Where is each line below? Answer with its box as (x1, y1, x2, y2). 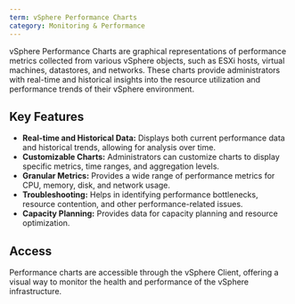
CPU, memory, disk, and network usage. (21, 180, 171, 191)
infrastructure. (9, 286, 62, 297)
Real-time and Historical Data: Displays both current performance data (21, 132, 285, 143)
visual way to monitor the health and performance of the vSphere (9, 276, 250, 287)
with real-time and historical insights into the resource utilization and (9, 74, 261, 84)
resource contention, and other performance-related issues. (21, 199, 243, 210)
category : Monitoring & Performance (9, 21, 145, 30)
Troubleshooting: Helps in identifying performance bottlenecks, (21, 189, 258, 200)
